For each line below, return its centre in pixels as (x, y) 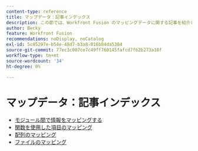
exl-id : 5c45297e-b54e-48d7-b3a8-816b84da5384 (64, 45)
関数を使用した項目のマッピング (53, 127)
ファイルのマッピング (40, 142)
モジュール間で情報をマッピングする (58, 120)
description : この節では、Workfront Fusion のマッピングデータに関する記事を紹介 (98, 22)
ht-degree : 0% (24, 66)
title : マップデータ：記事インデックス (48, 17)
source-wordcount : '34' (35, 61)
